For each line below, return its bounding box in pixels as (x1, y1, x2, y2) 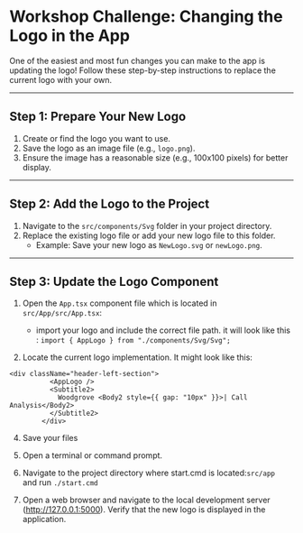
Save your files (22, 433, 78, 444)
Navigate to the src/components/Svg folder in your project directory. (22, 220, 272, 231)
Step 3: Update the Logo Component (9, 273, 219, 289)
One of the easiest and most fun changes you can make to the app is (9, 55, 266, 66)
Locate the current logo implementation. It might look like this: (22, 352, 252, 363)
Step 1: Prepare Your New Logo (9, 109, 187, 124)
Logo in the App (9, 25, 131, 46)
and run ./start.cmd (22, 477, 98, 488)
